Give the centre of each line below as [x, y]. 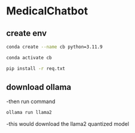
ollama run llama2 [29, 113]
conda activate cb [29, 58]
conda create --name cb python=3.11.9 [54, 47]
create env [27, 33]
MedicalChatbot [47, 11]
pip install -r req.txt [36, 68]
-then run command [31, 102]
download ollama [39, 87]
